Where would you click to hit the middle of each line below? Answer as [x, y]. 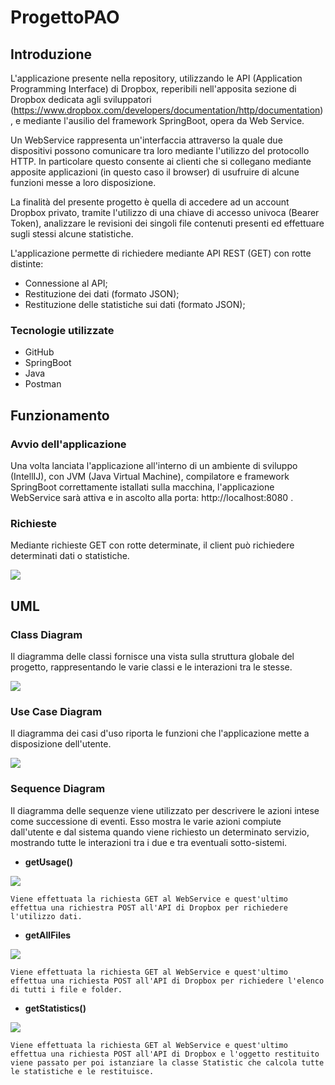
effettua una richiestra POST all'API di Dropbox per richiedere [149, 907]
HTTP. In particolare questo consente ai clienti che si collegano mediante [161, 161]
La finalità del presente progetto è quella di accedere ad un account [150, 202]
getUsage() [49, 862]
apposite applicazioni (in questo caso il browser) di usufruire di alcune [155, 172]
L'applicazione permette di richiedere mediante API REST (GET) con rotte [161, 253]
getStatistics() [55, 1008]
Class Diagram [46, 634]
